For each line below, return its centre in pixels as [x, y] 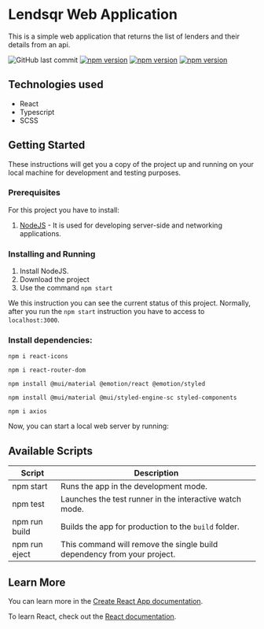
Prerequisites [34, 193]
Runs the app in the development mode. [134, 487]
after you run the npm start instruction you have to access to [106, 312]
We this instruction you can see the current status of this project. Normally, [130, 303]
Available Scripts [50, 451]
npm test [28, 504]
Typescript [37, 112]
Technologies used [56, 85]
